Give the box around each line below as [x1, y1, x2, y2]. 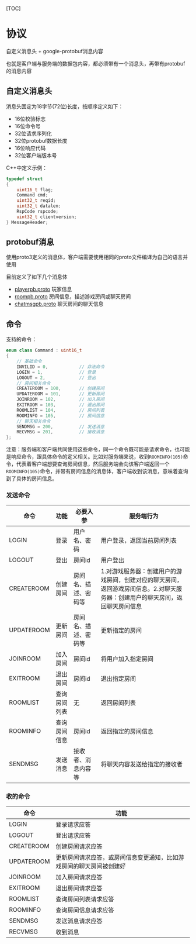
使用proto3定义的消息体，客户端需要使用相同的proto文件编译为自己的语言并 [6, 254, 188, 261]
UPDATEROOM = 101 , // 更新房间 [16, 391, 105, 397]
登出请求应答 [55, 831, 91, 839]
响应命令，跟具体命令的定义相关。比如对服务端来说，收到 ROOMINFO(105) [10, 453, 184, 460]
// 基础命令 [16, 359, 42, 364]
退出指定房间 [100, 675, 136, 683]
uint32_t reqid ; [16, 198, 57, 204]
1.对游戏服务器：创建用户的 [100, 567, 177, 576]
